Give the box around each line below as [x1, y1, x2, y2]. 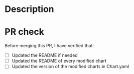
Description [4, 3, 54, 15]
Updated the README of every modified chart [11, 58, 107, 64]
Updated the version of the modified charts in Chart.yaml [11, 64, 129, 70]
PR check [4, 26, 44, 38]
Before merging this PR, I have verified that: [4, 43, 94, 49]
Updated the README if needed [11, 52, 78, 58]
